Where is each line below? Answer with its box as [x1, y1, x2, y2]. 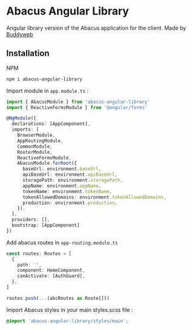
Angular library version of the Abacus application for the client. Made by [6, 24, 187, 31]
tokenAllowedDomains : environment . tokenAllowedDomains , [22, 194, 167, 200]
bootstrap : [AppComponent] [12, 222, 80, 228]
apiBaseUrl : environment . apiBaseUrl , [22, 171, 118, 178]
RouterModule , [17, 149, 53, 155]
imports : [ [12, 127, 39, 133]
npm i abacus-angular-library [6, 76, 83, 82]
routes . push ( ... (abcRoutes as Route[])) [6, 295, 110, 301]
